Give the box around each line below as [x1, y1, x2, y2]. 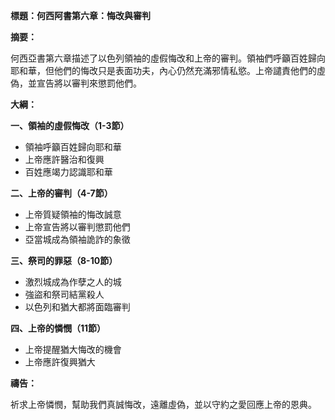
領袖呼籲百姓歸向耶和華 [24, 141, 122, 153]
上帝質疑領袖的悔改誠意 [24, 209, 122, 220]
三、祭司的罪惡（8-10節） [10, 255, 118, 266]
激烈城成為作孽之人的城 [24, 276, 122, 288]
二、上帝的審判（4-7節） [10, 187, 113, 199]
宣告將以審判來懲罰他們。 [36, 77, 142, 89]
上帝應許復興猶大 [24, 356, 96, 368]
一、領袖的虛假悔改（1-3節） [10, 120, 130, 131]
